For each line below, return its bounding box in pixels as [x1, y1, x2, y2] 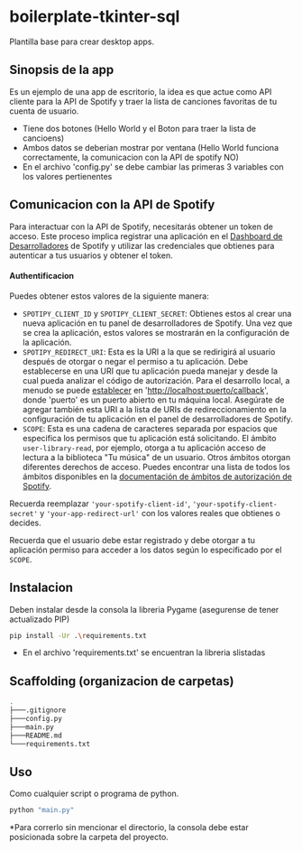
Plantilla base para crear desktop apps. [9, 36, 155, 47]
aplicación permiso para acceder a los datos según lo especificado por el [9, 544, 282, 555]
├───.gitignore [9, 706, 67, 715]
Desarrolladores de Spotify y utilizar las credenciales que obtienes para [9, 240, 275, 251]
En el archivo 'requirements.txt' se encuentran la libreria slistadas [22, 647, 266, 658]
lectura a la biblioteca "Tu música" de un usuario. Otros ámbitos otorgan [22, 451, 291, 462]
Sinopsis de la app [9, 62, 114, 78]
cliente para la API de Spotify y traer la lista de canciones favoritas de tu [9, 96, 278, 106]
